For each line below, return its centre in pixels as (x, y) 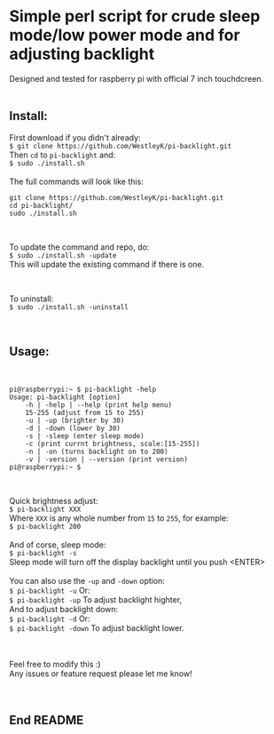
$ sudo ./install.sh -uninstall (69, 307)
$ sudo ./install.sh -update (63, 255)
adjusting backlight (82, 54)
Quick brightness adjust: (54, 500)
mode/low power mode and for (125, 35)
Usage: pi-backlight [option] (65, 397)
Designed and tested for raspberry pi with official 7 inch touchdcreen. (137, 78)
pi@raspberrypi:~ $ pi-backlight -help (83, 389)
